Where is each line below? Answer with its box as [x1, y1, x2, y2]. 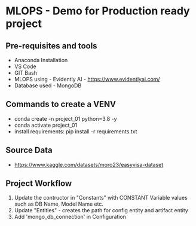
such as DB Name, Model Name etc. [14, 200, 104, 207]
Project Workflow [5, 178, 72, 189]
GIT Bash [14, 69, 37, 76]
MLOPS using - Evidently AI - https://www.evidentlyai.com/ [14, 76, 160, 83]
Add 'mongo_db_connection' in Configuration [14, 213, 127, 221]
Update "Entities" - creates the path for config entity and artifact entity [14, 207, 189, 214]
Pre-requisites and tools [5, 41, 97, 51]
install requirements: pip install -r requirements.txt [14, 127, 137, 135]
